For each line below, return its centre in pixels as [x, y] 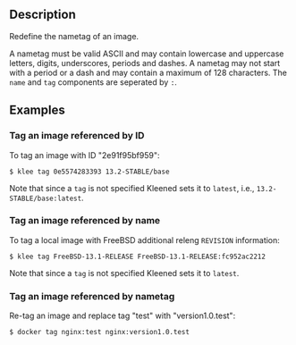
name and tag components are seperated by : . [93, 82]
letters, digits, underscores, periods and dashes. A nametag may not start [145, 63]
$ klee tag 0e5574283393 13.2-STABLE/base [89, 172]
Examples [37, 110]
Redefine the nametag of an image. [74, 36]
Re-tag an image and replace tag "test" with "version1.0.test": [123, 316]
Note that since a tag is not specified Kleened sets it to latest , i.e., [132, 188]
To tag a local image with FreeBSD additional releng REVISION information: [144, 240]
